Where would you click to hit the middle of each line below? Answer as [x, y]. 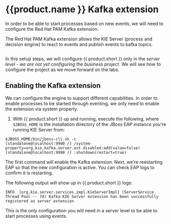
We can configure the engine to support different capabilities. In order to [81, 98]
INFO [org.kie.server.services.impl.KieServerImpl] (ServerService [80, 192]
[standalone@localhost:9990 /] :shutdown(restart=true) [66, 152]
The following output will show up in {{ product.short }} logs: [69, 183]
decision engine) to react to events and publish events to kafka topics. [79, 44]
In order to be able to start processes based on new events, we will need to [84, 24]
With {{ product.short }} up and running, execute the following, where [86, 119]
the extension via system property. [42, 109]
